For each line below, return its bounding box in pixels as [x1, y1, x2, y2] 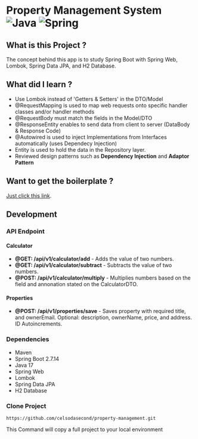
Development [6, 210, 58, 220]
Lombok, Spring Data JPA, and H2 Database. [6, 62, 116, 69]
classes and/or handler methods [14, 108, 95, 115]
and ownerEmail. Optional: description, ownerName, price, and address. [14, 314, 192, 321]
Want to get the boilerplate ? [6, 176, 114, 186]
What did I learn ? [6, 79, 73, 90]
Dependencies [6, 335, 49, 343]
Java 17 [14, 361, 34, 369]
